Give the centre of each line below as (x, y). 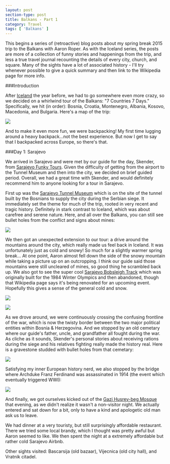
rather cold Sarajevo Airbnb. (35, 442)
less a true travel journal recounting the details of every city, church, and (81, 60)
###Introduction (22, 86)
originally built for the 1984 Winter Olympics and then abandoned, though (82, 277)
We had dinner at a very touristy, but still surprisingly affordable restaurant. (84, 425)
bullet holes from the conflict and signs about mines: (60, 220)
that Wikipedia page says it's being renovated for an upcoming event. (78, 283)
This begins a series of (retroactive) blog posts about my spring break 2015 (84, 43)
